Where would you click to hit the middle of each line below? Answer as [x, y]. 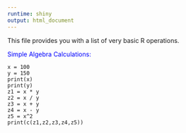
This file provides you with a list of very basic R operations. [93, 40]
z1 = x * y [23, 91]
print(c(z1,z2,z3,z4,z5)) [45, 122]
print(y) [20, 85]
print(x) [20, 79]
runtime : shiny [30, 14]
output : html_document [41, 20]
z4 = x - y [23, 110]
